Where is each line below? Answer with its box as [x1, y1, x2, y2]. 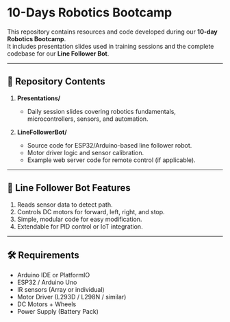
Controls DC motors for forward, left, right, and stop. [16, 207, 166, 216]
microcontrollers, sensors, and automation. [27, 115, 149, 123]
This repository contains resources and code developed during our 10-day [7, 27, 218, 36]
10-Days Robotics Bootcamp [7, 5, 172, 21]
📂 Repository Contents [7, 76, 106, 87]
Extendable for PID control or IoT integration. [16, 222, 143, 231]
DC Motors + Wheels [16, 300, 77, 308]
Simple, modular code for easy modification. [16, 215, 142, 223]
